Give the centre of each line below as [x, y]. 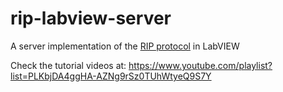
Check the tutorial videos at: [68, 65]
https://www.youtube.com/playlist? [200, 65]
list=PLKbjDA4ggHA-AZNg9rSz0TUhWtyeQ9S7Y [111, 76]
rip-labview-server [91, 18]
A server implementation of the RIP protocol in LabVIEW [125, 46]
